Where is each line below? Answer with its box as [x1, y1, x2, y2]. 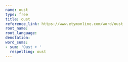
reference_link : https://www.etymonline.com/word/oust [5, 21, 123, 26]
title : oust [5, 16, 30, 21]
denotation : [5, 35, 30, 40]
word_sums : [5, 40, 28, 45]
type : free [5, 12, 28, 17]
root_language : [5, 30, 37, 35]
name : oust [5, 7, 28, 12]
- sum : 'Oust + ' [5, 44, 42, 49]
